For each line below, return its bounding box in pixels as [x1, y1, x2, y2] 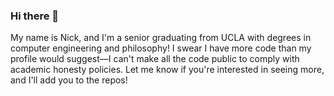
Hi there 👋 [10, 9, 60, 23]
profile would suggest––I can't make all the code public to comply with [10, 53, 300, 65]
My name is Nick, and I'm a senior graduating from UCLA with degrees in [10, 32, 312, 44]
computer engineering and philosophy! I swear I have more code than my [10, 42, 312, 54]
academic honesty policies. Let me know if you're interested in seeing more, [10, 64, 325, 76]
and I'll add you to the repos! [10, 74, 128, 86]
